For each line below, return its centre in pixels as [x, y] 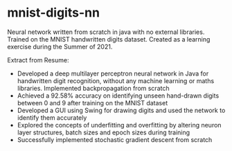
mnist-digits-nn [54, 13]
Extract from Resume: [38, 60]
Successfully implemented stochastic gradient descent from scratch [115, 139]
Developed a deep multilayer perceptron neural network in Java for [113, 73]
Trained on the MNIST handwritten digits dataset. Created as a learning [109, 39]
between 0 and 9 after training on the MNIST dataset [92, 103]
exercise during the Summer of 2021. [60, 46]
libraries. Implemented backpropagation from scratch [93, 88]
